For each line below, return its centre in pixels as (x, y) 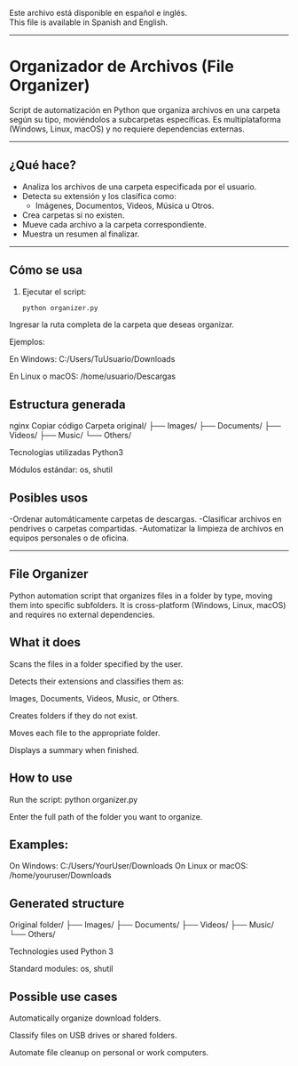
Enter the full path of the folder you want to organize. (106, 816)
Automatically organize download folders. (85, 1018)
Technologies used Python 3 (61, 951)
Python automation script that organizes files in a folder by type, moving (141, 596)
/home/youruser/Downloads (61, 876)
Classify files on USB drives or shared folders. (93, 1035)
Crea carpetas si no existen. (73, 215)
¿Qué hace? (43, 165)
